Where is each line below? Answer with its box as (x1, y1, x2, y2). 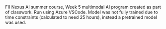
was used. (5, 19, 26, 25)
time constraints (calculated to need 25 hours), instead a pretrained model (5, 14, 158, 20)
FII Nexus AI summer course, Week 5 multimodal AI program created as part (5, 4, 161, 10)
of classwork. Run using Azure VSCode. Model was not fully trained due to (5, 9, 158, 15)
